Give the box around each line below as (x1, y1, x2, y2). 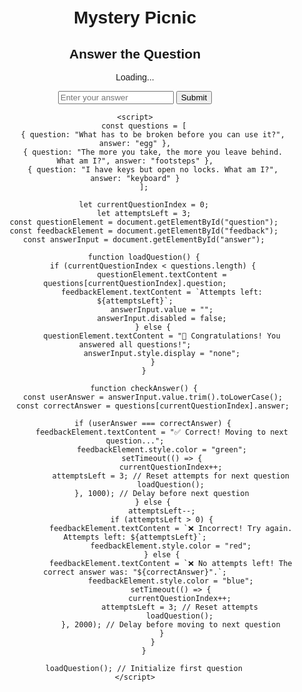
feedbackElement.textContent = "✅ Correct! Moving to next (35, 427, 289, 437)
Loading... (115, 72, 155, 83)
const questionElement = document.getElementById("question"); (9, 217, 279, 227)
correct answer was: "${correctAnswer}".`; (43, 567, 227, 577)
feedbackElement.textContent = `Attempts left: (60, 287, 264, 297)
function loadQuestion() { (87, 252, 200, 262)
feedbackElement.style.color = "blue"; (87, 576, 254, 586)
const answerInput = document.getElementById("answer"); (23, 235, 265, 245)
